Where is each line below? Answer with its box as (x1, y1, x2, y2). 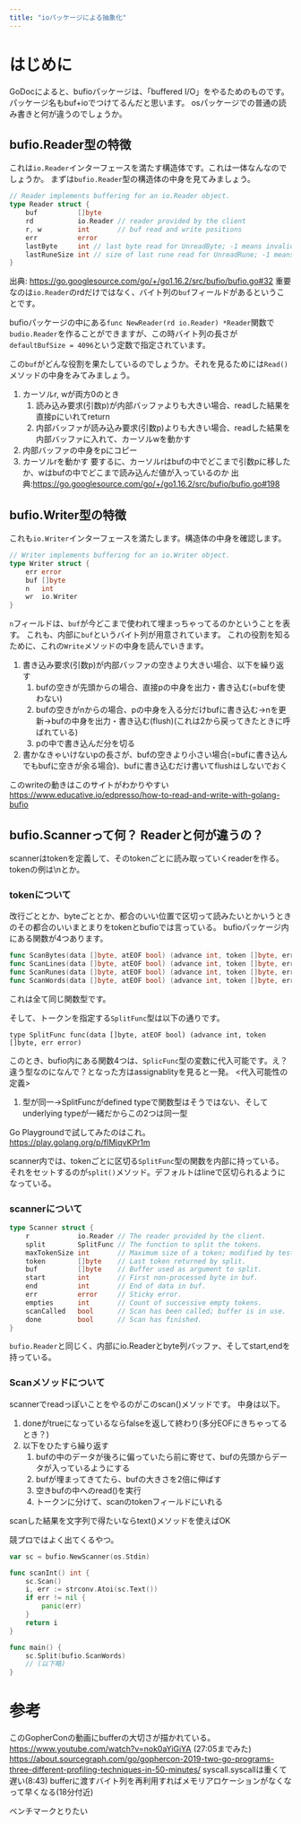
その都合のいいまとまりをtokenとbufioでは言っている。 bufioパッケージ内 (16, 922, 289, 933)
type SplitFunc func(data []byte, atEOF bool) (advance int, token (9, 1030, 267, 1039)
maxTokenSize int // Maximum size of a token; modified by (25, 1248, 275, 1257)
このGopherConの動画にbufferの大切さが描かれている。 (9, 1733, 216, 1743)
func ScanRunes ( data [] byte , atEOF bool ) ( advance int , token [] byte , (9, 968, 279, 977)
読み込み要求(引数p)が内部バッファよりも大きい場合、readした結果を (35, 400, 291, 411)
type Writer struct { (9, 559, 90, 568)
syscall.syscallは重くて (202, 1764, 288, 1776)
